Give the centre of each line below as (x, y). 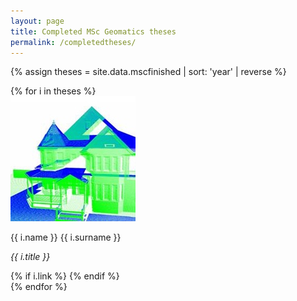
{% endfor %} (39, 287)
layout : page (37, 21)
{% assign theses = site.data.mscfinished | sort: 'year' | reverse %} (148, 72)
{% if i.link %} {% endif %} (65, 276)
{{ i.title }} (30, 257)
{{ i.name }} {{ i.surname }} (66, 237)
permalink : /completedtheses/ (73, 42)
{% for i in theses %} (53, 91)
